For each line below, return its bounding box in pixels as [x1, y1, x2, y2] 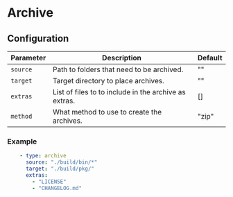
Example [7, 137, 37, 146]
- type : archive [19, 153, 67, 160]
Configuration [7, 33, 69, 44]
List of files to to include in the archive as [52, 87, 186, 96]
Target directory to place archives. [52, 76, 164, 85]
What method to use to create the [52, 108, 162, 117]
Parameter [10, 53, 46, 62]
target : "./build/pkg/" [25, 165, 95, 173]
